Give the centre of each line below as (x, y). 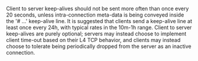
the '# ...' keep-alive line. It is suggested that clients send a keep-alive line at (99, 21)
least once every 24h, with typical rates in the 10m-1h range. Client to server (99, 27)
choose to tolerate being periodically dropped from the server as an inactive (99, 46)
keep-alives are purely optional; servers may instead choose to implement (96, 34)
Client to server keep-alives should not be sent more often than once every (98, 9)
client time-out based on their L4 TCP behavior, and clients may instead (93, 40)
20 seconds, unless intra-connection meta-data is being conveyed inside (95, 15)
